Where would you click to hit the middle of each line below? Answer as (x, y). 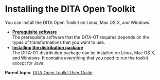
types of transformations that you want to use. (59, 42)
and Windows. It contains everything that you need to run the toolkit (80, 58)
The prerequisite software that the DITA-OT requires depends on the (80, 37)
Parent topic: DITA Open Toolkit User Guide (49, 72)
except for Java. (28, 63)
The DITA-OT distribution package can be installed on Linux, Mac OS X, (84, 53)
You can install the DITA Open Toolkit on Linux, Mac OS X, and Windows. (78, 22)
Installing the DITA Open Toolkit (70, 9)
